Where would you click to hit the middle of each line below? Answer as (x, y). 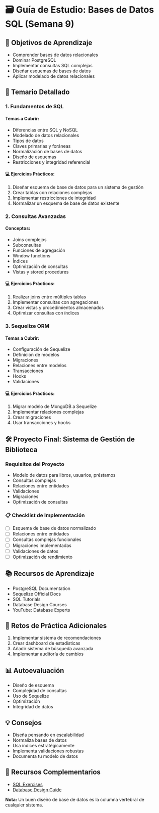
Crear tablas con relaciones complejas (52, 192)
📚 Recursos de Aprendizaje (50, 574)
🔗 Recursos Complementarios (53, 772)
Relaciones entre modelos (39, 366)
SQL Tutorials (26, 599)
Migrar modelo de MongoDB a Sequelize (55, 406)
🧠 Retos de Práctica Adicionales (56, 626)
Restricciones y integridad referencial (51, 162)
